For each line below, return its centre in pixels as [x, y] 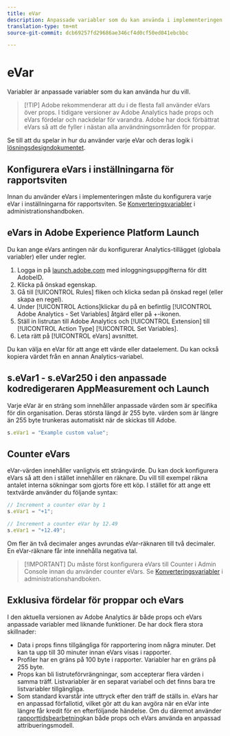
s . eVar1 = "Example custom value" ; [58, 433]
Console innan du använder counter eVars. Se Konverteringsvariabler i [123, 571]
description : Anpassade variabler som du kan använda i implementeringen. [116, 20]
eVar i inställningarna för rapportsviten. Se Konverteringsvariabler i [101, 204]
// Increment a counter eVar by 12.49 [62, 524]
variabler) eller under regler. [47, 257]
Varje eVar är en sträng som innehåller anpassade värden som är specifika [112, 405]
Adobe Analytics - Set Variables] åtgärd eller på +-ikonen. [99, 314]
